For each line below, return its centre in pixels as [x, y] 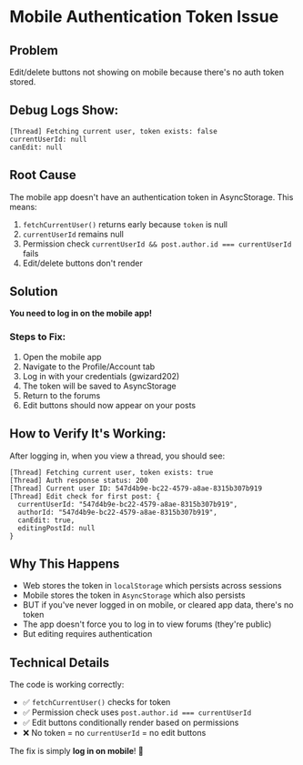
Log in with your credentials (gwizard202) [101, 376]
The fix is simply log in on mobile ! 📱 [76, 751]
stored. [23, 82]
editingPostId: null [56, 528]
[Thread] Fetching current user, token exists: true [111, 472]
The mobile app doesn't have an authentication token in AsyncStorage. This [151, 196]
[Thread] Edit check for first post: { [85, 496]
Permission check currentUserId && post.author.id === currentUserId [157, 244]
